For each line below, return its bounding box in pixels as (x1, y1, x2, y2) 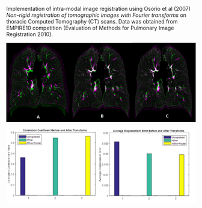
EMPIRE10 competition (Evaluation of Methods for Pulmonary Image (6, 24, 174, 31)
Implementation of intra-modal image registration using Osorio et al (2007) (6, 5, 191, 12)
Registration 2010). (6, 31, 53, 38)
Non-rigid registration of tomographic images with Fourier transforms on (6, 11, 187, 19)
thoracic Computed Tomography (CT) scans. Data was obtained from (6, 18, 178, 25)
